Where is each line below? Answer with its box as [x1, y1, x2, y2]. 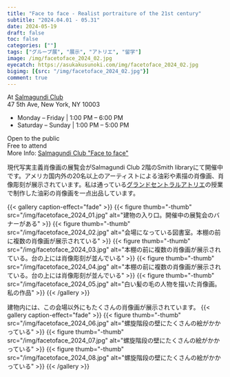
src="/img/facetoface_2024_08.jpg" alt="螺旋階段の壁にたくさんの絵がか [7, 354, 216, 362]
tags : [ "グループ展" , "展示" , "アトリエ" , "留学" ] [7, 49, 142, 56]
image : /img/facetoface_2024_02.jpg [7, 55, 112, 62]
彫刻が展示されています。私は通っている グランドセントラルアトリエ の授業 [12, 181, 224, 189]
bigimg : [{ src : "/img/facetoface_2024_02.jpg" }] [7, 68, 149, 74]
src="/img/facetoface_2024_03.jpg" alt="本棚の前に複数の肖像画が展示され [7, 245, 222, 254]
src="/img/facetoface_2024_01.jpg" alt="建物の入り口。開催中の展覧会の [7, 211, 214, 219]
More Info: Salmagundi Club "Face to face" [7, 149, 129, 157]
